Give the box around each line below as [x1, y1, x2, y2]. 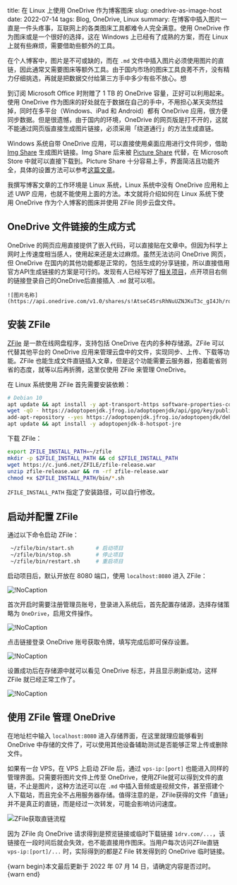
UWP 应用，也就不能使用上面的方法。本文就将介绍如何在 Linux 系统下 [15, 190, 218, 197]
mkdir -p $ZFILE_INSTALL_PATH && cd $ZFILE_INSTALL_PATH [7, 454, 178, 462]
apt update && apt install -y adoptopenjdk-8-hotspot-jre [7, 420, 181, 428]
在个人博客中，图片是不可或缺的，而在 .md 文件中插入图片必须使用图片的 [7, 56, 219, 65]
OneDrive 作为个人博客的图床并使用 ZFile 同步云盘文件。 [15, 198, 180, 207]
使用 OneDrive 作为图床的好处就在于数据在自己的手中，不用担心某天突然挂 [7, 98, 224, 106]
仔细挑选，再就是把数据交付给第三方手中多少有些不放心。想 [13, 74, 187, 83]
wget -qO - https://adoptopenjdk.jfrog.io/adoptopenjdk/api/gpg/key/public [7, 408, 235, 415]
